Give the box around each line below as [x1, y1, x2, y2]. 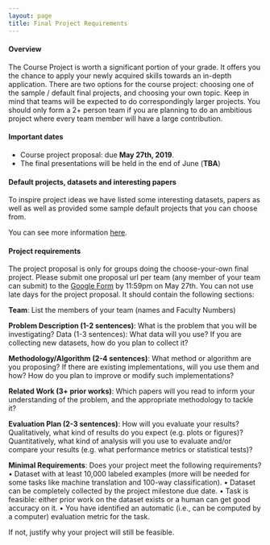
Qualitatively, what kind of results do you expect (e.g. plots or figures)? [8, 428, 243, 438]
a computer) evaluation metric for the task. [8, 512, 151, 522]
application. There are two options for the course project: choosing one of [8, 79, 255, 89]
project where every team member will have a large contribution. [8, 114, 223, 123]
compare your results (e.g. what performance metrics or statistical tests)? [8, 445, 253, 455]
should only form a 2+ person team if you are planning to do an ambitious [8, 105, 252, 114]
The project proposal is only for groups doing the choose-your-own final [8, 264, 249, 274]
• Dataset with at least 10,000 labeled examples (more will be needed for [8, 469, 250, 479]
